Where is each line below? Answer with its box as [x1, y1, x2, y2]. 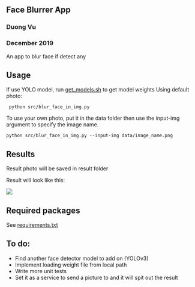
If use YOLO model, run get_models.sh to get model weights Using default [6, 86, 190, 93]
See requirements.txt [6, 221, 58, 229]
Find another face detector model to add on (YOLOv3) [14, 255, 149, 262]
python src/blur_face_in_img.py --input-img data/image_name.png [6, 132, 173, 139]
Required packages [6, 205, 80, 215]
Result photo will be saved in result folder [6, 165, 109, 172]
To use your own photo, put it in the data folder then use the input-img [6, 114, 180, 122]
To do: [6, 239, 31, 249]
